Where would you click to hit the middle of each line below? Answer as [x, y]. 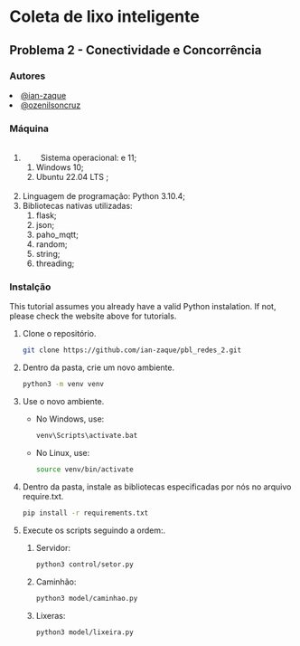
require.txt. [43, 496]
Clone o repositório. [59, 334]
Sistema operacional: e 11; [89, 158]
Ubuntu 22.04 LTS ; [72, 177]
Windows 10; [60, 167]
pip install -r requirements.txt [85, 513]
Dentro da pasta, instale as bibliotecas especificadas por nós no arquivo [157, 487]
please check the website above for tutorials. [93, 316]
